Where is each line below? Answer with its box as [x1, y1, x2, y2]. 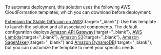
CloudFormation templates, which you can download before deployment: [5, 9, 152, 15]
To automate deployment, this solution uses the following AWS [5, 4, 131, 10]
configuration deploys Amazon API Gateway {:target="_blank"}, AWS [5, 29, 142, 35]
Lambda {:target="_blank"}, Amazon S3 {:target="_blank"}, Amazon [5, 34, 139, 40]
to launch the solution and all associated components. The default [5, 24, 138, 30]
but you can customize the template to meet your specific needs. [5, 45, 136, 50]
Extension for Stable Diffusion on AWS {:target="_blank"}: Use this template [5, 19, 156, 24]
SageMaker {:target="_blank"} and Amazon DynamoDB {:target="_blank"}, [5, 39, 153, 45]
